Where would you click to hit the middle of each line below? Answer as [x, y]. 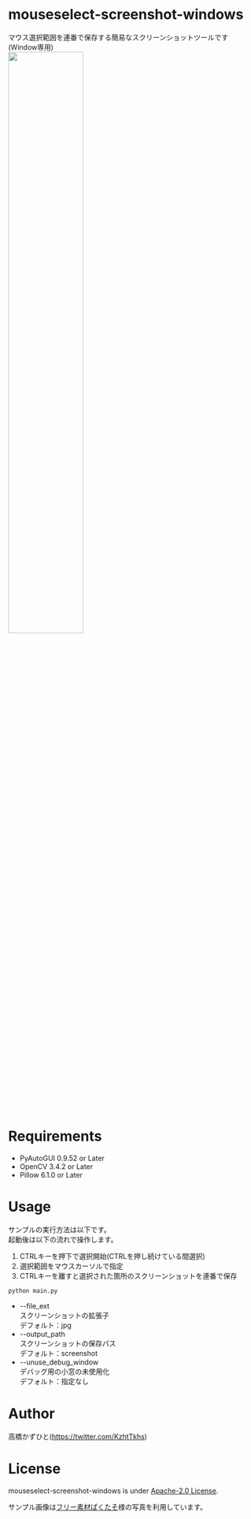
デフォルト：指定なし [54, 1381]
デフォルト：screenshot [59, 1353]
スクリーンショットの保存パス [68, 1343]
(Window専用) [31, 47]
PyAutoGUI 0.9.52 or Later [62, 1158]
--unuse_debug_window [59, 1362]
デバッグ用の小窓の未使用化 [65, 1371]
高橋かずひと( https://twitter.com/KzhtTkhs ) [78, 1436]
